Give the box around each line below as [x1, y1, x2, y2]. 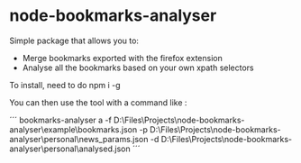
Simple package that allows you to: [9, 35, 140, 46]
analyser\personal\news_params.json [9, 133, 149, 144]
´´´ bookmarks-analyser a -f [9, 114, 113, 125]
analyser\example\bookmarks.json [9, 123, 138, 135]
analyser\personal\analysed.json [9, 143, 131, 154]
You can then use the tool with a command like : [9, 96, 187, 108]
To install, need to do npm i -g [9, 79, 121, 90]
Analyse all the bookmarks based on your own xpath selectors [22, 62, 254, 73]
